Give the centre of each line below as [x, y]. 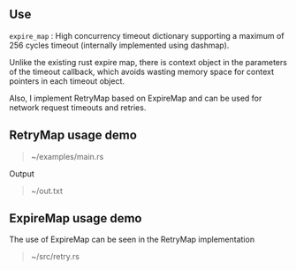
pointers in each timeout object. [67, 81]
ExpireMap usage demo [76, 218]
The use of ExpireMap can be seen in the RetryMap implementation [132, 240]
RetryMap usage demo [73, 135]
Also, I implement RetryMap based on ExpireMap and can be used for [136, 98]
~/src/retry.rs [55, 257]
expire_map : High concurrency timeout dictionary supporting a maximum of [147, 35]
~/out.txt [47, 191]
